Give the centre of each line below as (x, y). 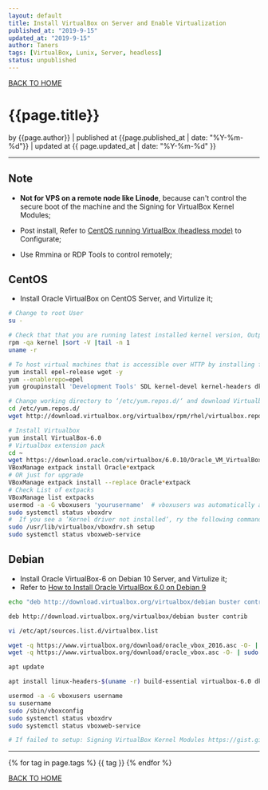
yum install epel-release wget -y (66, 372)
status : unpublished (43, 61)
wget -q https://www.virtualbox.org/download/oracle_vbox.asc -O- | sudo (134, 652)
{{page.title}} (54, 116)
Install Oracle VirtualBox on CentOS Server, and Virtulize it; (116, 299)
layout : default (35, 16)
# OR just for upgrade (46, 475)
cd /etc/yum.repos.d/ (44, 409)
